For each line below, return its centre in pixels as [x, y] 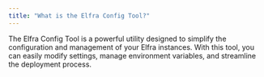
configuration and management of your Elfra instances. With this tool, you [132, 47]
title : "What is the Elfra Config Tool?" [79, 16]
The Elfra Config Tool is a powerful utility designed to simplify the [117, 38]
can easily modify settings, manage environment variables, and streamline [132, 55]
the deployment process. [50, 64]
